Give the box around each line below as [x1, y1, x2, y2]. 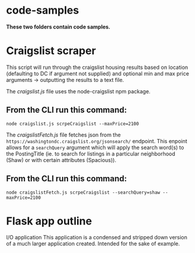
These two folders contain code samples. [6, 23, 111, 30]
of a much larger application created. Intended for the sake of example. [6, 240, 180, 247]
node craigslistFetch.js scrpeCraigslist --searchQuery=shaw [6, 189, 161, 195]
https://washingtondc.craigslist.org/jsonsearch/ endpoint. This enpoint [6, 137, 188, 144]
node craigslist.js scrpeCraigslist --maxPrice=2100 [6, 121, 139, 126]
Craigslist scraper [6, 44, 96, 58]
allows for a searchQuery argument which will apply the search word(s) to [6, 144, 184, 151]
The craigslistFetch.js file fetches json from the [6, 131, 121, 138]
